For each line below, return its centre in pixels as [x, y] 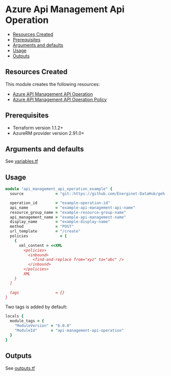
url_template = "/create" [45, 232]
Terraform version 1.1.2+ [38, 128]
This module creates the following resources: [53, 84]
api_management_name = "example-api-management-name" [68, 217]
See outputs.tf [20, 368]
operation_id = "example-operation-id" [60, 203]
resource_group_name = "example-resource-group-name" [68, 212]
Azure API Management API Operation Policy [60, 99]
